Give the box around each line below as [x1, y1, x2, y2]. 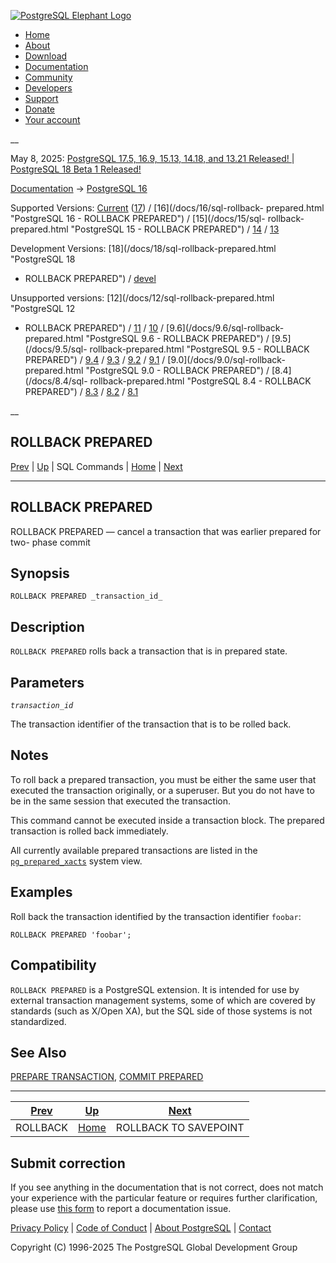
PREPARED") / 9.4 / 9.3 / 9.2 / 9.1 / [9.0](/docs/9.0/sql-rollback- [24, 354, 286, 365]
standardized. [10, 1015, 67, 1027]
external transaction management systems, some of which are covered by [10, 994, 316, 1006]
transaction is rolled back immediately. [10, 825, 169, 837]
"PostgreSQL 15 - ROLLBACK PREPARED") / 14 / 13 [70, 223, 280, 235]
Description [10, 618, 85, 635]
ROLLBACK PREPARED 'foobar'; [10, 930, 132, 940]
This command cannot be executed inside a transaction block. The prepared [10, 814, 325, 826]
